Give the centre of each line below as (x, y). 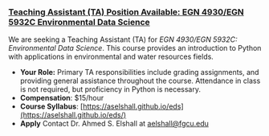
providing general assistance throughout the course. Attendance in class (140, 81)
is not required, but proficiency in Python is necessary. (110, 89)
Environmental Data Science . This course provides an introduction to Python (135, 48)
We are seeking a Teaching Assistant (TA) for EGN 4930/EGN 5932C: (123, 39)
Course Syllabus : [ (51, 106)
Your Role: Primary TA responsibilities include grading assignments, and (139, 72)
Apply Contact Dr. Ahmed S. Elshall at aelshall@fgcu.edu (114, 124)
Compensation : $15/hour (62, 98)
